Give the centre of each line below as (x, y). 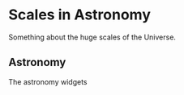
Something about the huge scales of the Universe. (92, 37)
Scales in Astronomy (80, 15)
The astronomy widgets (48, 81)
